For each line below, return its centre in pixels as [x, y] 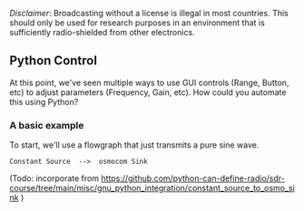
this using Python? [44, 101]
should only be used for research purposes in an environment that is [137, 23]
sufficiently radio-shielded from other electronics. [102, 32]
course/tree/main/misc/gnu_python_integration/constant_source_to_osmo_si [152, 188]
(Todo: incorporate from [54, 178]
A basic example [47, 125]
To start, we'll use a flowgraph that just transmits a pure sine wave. [134, 145]
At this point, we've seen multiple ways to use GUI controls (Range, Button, [149, 82]
